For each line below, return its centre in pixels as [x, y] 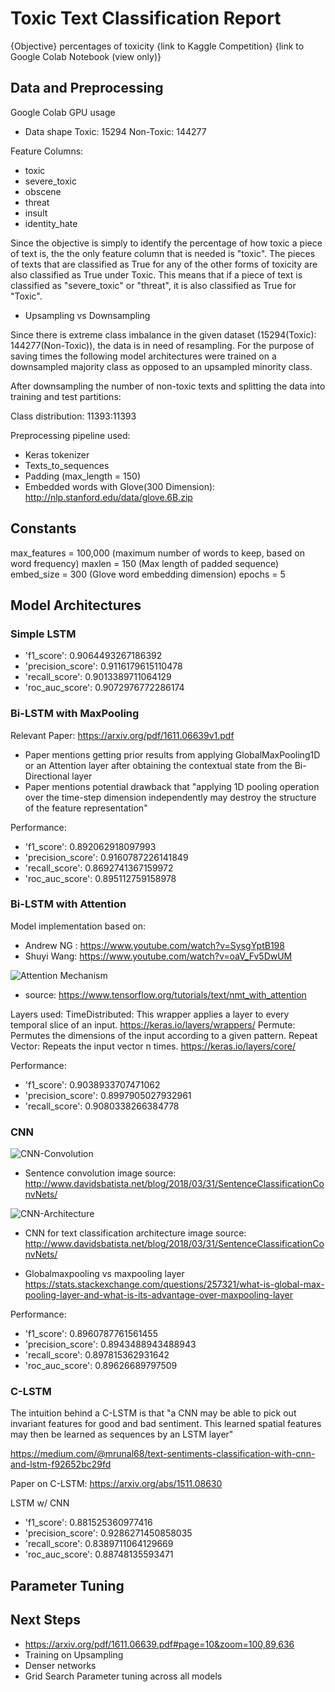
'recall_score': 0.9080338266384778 [102, 1106]
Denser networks [60, 1665]
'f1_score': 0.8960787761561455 [91, 1334]
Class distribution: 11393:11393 [73, 416]
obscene [43, 191]
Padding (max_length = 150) [83, 476]
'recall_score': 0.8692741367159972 [99, 868]
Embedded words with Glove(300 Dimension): [120, 486]
